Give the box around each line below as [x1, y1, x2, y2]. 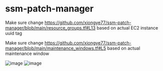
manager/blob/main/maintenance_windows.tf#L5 [5, 45, 106, 51]
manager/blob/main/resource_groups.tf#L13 [5, 24, 96, 30]
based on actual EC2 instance [96, 24, 158, 30]
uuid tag [5, 30, 22, 36]
